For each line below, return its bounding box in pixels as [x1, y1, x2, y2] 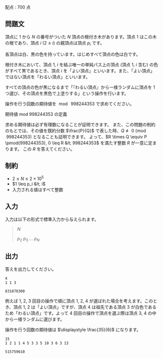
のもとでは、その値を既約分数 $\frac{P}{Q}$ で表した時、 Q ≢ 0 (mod [5, 128, 146, 134]
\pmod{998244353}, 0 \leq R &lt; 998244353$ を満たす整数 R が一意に [5, 140, 148, 146]
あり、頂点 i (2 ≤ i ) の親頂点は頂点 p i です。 [18, 40, 105, 47]
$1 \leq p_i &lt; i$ [12, 181, 46, 187]
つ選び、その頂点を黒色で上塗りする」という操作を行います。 [5, 90, 129, 96]
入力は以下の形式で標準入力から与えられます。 [5, 216, 99, 222]
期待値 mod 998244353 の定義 [5, 111, 67, 117]
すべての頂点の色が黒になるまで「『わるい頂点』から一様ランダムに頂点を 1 [5, 84, 155, 90]
